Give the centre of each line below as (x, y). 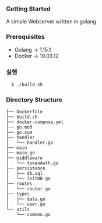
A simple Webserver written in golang (51, 22)
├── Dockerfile (24, 112)
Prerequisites (25, 37)
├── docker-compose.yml (35, 122)
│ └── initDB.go (28, 179)
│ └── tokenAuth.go (32, 163)
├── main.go (20, 153)
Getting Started (28, 9)
